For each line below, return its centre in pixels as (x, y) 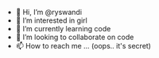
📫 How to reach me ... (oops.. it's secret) (83, 46)
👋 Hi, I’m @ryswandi (48, 12)
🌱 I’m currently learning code (63, 29)
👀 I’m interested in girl (51, 20)
